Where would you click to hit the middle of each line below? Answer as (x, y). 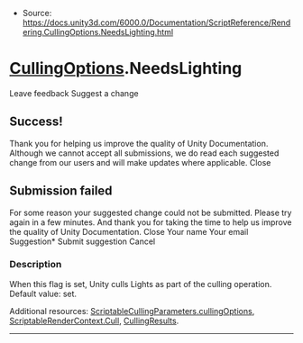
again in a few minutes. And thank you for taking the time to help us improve (151, 222)
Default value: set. (43, 293)
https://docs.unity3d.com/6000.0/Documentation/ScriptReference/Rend (156, 23)
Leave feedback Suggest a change (74, 93)
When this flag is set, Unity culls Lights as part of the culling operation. (141, 284)
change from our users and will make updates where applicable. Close (140, 162)
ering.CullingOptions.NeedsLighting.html (98, 32)
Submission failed (61, 191)
